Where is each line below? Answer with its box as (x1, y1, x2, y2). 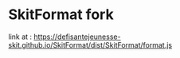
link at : (8, 32, 33, 41)
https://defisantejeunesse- (33, 32, 121, 41)
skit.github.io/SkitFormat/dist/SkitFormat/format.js (8, 40, 173, 49)
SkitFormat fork (8, 6, 114, 24)
